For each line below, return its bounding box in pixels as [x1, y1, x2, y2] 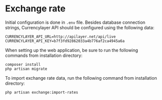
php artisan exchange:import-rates [5, 90, 79, 95]
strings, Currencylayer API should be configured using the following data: [5, 24, 155, 30]
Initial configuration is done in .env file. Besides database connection [5, 19, 146, 25]
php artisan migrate [5, 66, 48, 71]
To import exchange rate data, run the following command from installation [5, 75, 157, 81]
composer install [5, 62, 41, 67]
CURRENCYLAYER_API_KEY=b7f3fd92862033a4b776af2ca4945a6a [5, 38, 125, 44]
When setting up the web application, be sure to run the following [5, 47, 138, 53]
